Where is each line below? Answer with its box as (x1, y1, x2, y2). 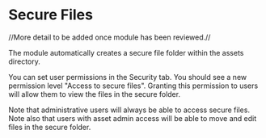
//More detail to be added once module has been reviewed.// (8, 32, 211, 42)
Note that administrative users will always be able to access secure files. (8, 105, 251, 115)
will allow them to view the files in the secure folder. (8, 89, 180, 98)
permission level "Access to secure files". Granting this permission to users (8, 81, 259, 90)
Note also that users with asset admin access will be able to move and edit (8, 113, 257, 123)
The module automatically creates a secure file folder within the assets (8, 48, 244, 57)
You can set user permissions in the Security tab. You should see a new (8, 72, 247, 82)
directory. (8, 56, 40, 66)
